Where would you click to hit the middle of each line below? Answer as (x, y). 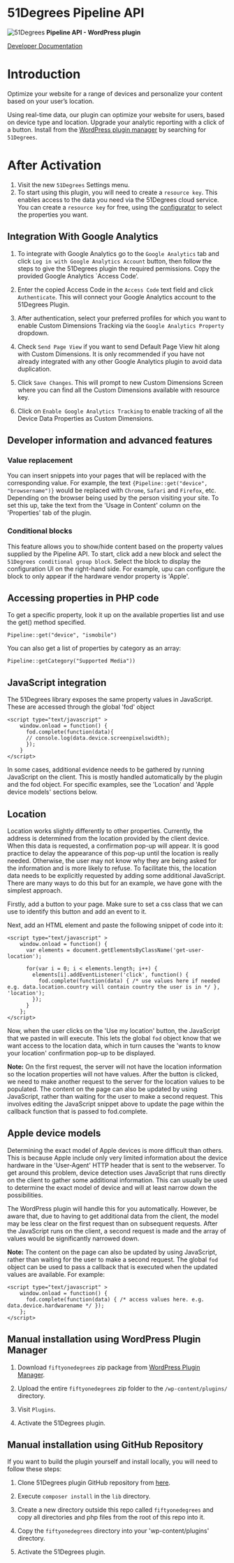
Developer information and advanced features (110, 441)
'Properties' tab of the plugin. (50, 513)
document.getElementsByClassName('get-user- (139, 950)
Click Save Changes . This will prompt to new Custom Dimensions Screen (120, 382)
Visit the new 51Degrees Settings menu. (73, 184)
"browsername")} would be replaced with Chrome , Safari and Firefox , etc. (112, 490)
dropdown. (33, 333)
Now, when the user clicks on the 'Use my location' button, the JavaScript (114, 1031)
